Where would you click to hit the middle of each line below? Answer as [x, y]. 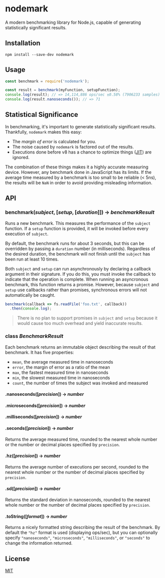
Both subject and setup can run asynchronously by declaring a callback [78, 268]
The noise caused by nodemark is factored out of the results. [73, 147]
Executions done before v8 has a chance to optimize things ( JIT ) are [82, 152]
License [18, 558]
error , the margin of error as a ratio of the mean [61, 367]
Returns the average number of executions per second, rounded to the [77, 467]
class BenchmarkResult [34, 336]
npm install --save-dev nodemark [40, 54]
